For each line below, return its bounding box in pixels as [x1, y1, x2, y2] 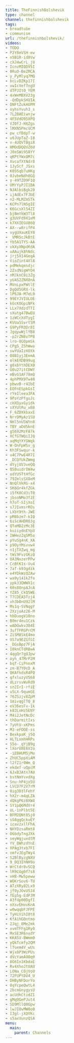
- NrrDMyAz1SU [5, 415, 35, 420]
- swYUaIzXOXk [5, 348, 35, 353]
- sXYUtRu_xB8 [5, 405, 35, 410]
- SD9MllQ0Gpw [5, 1002, 35, 1007]
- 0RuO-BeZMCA [5, 69, 35, 74]
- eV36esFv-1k [5, 703, 35, 708]
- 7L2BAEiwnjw [5, 112, 35, 117]
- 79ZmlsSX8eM [5, 476, 35, 481]
